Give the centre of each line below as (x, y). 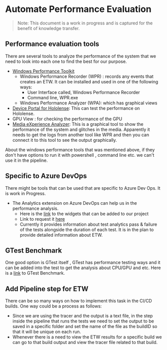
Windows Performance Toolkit (43, 71)
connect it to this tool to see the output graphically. (65, 140)
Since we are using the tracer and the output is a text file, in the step (83, 316)
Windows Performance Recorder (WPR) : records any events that (86, 76)
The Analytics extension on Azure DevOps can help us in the (75, 203)
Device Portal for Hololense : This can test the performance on (76, 108)
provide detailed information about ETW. (61, 235)
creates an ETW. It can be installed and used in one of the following (89, 81)
